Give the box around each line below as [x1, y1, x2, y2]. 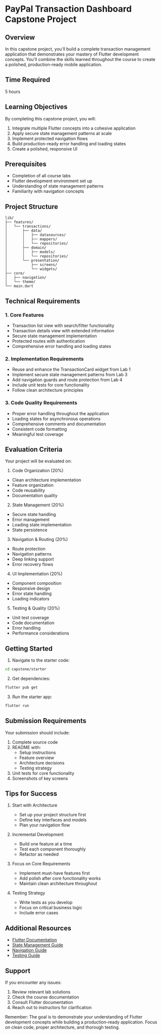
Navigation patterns [12, 551, 52, 557]
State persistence [12, 527, 48, 533]
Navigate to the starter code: [12, 657, 70, 663]
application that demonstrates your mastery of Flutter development [5, 51, 139, 57]
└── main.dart [5, 284, 34, 288]
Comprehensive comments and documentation [12, 421, 106, 427]
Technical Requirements [5, 297, 81, 305]
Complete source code [12, 739, 58, 745]
